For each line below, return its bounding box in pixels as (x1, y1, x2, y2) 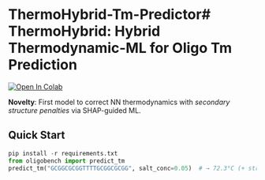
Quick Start (8, 129, 65, 142)
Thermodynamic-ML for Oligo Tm (8, 39, 233, 57)
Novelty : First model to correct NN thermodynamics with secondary (8, 97, 230, 107)
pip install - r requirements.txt (8, 149, 118, 157)
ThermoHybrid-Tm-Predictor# (8, 6, 211, 24)
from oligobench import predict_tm (8, 156, 125, 165)
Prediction (8, 56, 77, 74)
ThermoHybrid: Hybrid (8, 22, 161, 40)
